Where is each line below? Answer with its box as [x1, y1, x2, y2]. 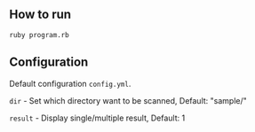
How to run [9, 7, 72, 22]
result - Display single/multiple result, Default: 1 [9, 113, 186, 123]
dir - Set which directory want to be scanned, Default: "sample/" [9, 95, 247, 105]
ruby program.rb [9, 30, 69, 39]
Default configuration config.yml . [9, 78, 131, 89]
